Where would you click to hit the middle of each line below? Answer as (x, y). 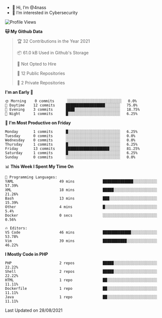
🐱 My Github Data (24, 31)
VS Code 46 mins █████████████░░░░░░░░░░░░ (81, 233)
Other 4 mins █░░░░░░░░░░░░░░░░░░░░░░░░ (81, 207)
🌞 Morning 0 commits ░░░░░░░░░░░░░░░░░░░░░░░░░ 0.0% (71, 101)
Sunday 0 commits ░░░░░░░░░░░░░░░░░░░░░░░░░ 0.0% (70, 157)
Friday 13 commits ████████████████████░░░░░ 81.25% (72, 149)
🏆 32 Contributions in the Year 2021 (53, 41)
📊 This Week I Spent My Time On (39, 167)
